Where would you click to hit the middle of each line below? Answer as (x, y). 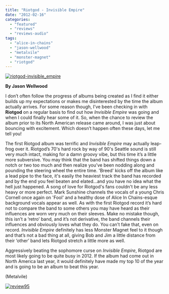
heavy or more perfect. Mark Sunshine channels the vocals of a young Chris (85, 192)
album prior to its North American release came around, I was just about (80, 123)
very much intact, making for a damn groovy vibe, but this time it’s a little (81, 154)
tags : (11, 39)
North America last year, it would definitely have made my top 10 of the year (84, 262)
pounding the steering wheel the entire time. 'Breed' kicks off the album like (84, 171)
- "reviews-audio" (29, 34)
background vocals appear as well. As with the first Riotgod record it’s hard (83, 203)
